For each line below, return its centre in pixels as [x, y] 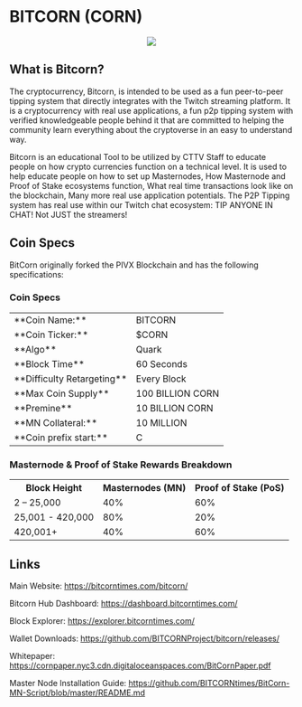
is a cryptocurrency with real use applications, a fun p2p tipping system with [151, 110]
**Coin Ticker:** [51, 335]
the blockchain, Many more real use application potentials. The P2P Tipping [150, 195]
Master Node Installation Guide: [68, 683]
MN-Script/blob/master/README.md [78, 693]
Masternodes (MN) [144, 488]
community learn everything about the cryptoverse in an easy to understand [151, 129]
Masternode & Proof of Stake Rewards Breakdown [121, 465]
